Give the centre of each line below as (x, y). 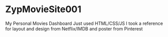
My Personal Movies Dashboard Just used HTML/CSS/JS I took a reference (84, 23)
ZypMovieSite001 (43, 9)
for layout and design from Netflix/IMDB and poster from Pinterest (74, 28)
